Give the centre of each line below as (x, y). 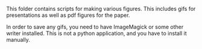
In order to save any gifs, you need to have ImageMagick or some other (95, 27)
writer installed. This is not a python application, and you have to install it (96, 33)
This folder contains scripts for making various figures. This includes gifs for (101, 9)
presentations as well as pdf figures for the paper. (68, 15)
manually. (18, 40)
